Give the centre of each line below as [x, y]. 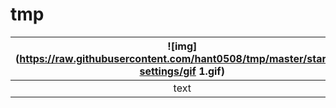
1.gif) [211, 71]
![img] [182, 46]
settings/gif [168, 71]
